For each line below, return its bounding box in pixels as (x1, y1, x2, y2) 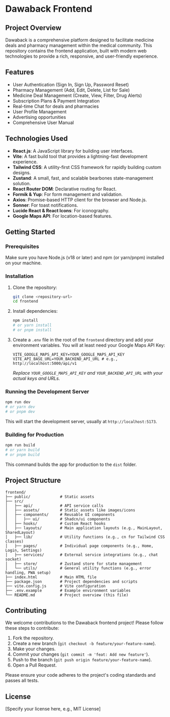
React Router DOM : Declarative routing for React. (12, 186, 117, 192)
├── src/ (5, 499, 24, 504)
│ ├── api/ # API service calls (5, 503, 103, 508)
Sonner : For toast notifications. (12, 202, 78, 208)
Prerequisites (5, 243, 39, 250)
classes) (5, 539, 24, 544)
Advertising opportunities (12, 114, 66, 120)
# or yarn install (12, 323, 52, 328)
